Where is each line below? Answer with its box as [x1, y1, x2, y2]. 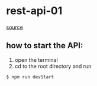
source [6, 24, 24, 31]
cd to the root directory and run [14, 62, 92, 70]
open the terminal [14, 56, 58, 63]
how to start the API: [6, 41, 83, 51]
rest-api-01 [6, 4, 63, 18]
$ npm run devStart [6, 74, 54, 80]
